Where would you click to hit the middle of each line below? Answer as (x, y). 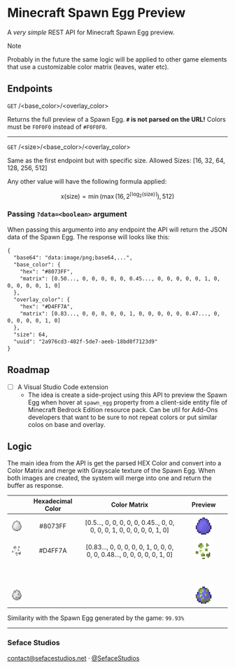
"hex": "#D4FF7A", (47, 307)
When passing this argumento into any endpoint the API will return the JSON (117, 230)
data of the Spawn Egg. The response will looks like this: (88, 237)
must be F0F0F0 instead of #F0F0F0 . (57, 127)
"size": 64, (31, 334)
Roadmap (29, 370)
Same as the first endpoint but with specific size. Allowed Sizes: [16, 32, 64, (116, 160)
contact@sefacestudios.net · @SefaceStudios (73, 658)
